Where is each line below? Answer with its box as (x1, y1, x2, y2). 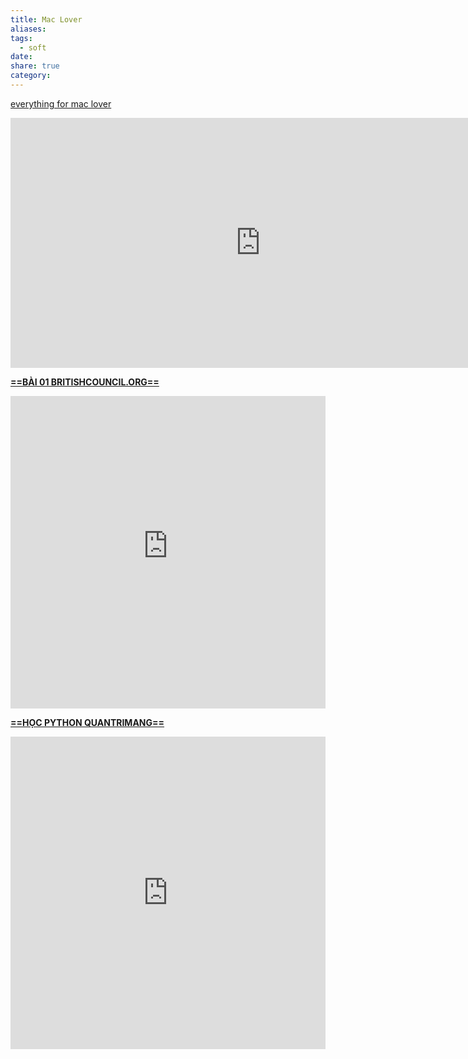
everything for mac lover (10, 97, 112, 110)
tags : (10, 33, 33, 43)
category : (10, 71, 52, 81)
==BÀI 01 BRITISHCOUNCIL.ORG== (10, 376, 160, 388)
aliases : (10, 24, 47, 34)
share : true (10, 61, 60, 71)
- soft (19, 42, 47, 53)
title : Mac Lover (10, 14, 83, 25)
